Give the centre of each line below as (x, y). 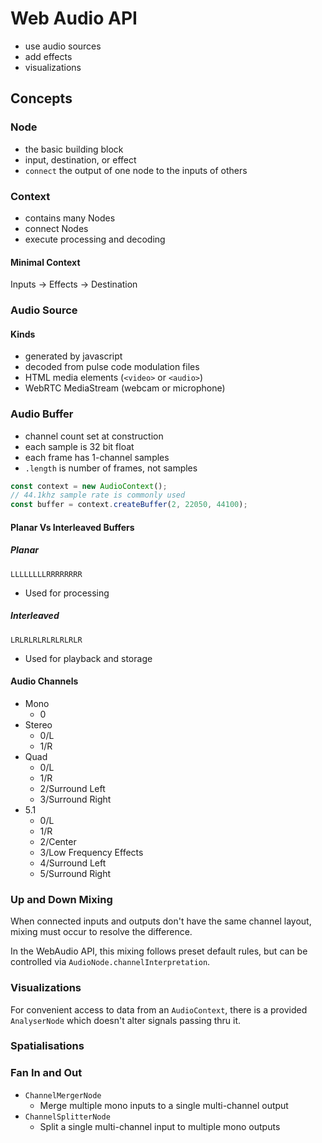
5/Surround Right (75, 873)
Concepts (41, 98)
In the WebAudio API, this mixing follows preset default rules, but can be (159, 951)
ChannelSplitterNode (67, 1117)
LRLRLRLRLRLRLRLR (46, 640)
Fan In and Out (46, 1073)
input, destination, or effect (80, 159)
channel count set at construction (94, 436)
